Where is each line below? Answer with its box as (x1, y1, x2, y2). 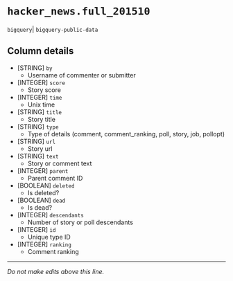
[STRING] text (17, 152, 59, 160)
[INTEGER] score (17, 78, 66, 87)
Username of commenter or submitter (27, 71, 137, 79)
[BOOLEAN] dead (17, 196, 66, 204)
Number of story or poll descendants (27, 218, 134, 226)
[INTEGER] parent (17, 166, 69, 174)
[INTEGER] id (17, 225, 56, 233)
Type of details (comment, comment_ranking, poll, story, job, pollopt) (27, 129, 225, 138)
